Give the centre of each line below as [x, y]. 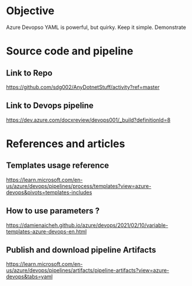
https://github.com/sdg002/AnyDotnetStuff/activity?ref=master [83, 87]
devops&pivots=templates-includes [49, 192]
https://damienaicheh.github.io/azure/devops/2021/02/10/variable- [87, 225]
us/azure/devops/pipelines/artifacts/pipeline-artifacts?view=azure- [88, 271]
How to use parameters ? [53, 211]
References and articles [66, 144]
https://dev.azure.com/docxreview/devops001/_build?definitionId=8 [88, 120]
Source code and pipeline [70, 51]
